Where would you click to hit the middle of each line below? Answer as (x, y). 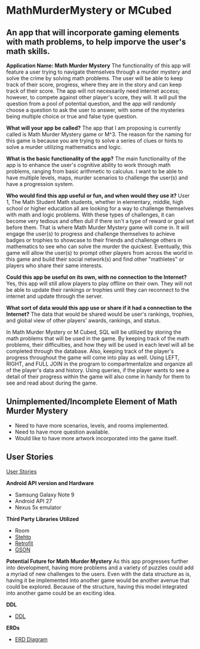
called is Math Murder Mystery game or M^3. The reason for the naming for (99, 134)
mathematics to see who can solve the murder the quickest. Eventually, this (99, 246)
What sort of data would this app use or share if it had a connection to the (99, 308)
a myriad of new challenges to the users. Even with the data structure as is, (99, 574)
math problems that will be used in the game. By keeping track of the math (98, 338)
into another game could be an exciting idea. (61, 593)
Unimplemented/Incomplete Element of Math (92, 402)
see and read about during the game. (52, 383)
